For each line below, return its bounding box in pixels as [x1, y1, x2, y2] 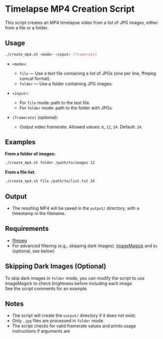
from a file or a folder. [5, 24, 49, 30]
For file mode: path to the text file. [19, 99, 90, 106]
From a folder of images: [5, 151, 56, 157]
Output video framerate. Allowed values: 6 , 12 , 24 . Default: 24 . [19, 124, 143, 130]
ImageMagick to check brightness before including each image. [5, 280, 133, 286]
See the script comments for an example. [5, 285, 88, 292]
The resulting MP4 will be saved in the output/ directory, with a [12, 205, 140, 211]
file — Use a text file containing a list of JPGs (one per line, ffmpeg [19, 70, 156, 76]
